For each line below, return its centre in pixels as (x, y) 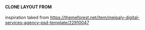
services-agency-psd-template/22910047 (47, 23)
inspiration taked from (27, 17)
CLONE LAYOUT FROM (28, 7)
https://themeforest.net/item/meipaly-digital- (95, 17)
